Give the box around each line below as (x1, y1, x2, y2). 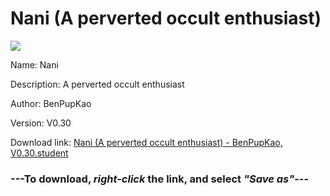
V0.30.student (10, 147, 69, 159)
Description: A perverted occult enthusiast (10, 78, 185, 90)
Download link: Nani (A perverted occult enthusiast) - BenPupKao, (10, 136, 283, 148)
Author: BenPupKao (10, 97, 92, 109)
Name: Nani (10, 58, 59, 71)
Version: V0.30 (10, 117, 72, 129)
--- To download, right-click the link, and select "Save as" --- (10, 172, 310, 186)
